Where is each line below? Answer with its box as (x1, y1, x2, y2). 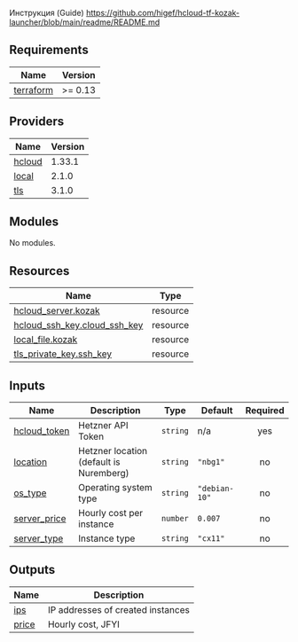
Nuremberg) (78, 467, 130, 480)
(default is (78, 456, 121, 468)
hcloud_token (13, 425, 70, 437)
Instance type (78, 532, 136, 544)
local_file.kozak (13, 333, 78, 346)
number (161, 513, 189, 524)
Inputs (9, 378, 46, 393)
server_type (13, 532, 64, 544)
